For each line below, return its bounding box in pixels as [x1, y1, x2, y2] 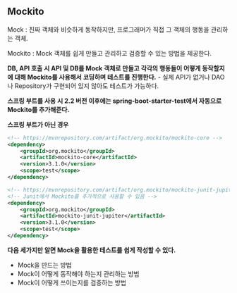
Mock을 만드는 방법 [17, 261, 72, 269]
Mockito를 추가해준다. [7, 105, 70, 113]
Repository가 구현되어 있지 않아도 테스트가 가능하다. [14, 81, 159, 90]
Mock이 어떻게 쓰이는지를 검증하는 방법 [17, 278, 127, 287]
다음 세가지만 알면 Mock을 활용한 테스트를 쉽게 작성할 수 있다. [7, 246, 176, 254]
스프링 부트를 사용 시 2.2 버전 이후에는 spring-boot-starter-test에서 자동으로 [7, 96, 222, 105]
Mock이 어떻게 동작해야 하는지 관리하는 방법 [17, 269, 140, 278]
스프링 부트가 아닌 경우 [7, 120, 69, 129]
